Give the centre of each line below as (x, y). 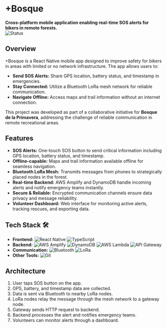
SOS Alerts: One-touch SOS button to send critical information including (87, 150)
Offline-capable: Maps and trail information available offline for (78, 161)
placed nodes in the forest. (40, 177)
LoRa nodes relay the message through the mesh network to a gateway (86, 299)
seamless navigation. (34, 166)
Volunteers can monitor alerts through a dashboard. (65, 321)
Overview (21, 49)
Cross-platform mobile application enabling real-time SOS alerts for (77, 22)
